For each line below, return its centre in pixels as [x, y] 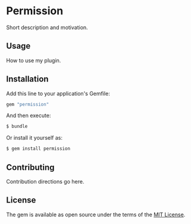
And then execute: [29, 116]
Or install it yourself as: [34, 138]
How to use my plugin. [34, 60]
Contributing [30, 167]
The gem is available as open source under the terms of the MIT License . [96, 214]
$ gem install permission [38, 149]
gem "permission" [28, 104]
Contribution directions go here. [45, 182]
